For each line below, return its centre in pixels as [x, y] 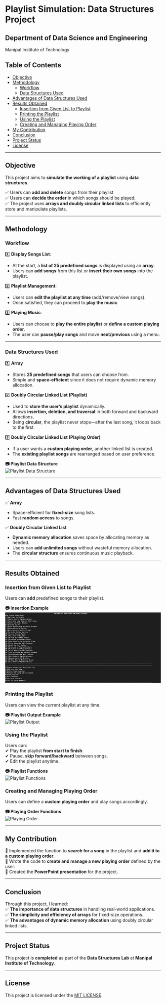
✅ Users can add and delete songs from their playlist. [60, 192]
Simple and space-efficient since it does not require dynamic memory [84, 379]
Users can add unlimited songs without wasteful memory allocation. [82, 548]
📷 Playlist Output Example [33, 714]
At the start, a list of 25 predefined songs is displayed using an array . [83, 266]
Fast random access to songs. [43, 518]
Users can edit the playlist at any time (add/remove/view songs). [79, 297]
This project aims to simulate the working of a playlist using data [72, 177]
